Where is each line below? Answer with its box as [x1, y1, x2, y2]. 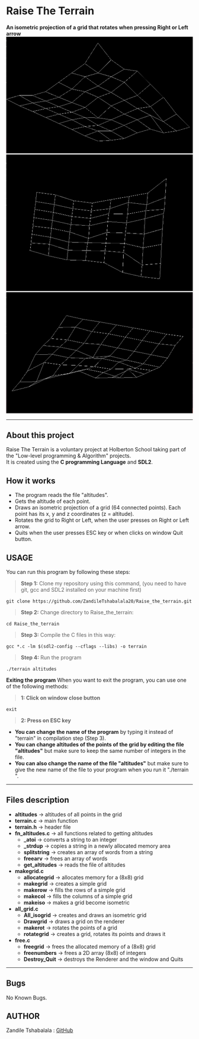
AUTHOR [6, 1011, 40, 1021]
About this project [6, 430, 75, 440]
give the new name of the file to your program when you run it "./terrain [14, 766, 189, 773]
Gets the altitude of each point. [14, 498, 91, 505]
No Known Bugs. [6, 994, 47, 1001]
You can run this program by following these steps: [6, 568, 130, 575]
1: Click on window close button [20, 694, 101, 701]
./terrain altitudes [6, 666, 57, 672]
